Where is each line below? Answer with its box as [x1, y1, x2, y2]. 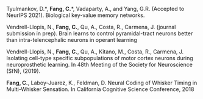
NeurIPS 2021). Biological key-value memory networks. [6, 12, 145, 19]
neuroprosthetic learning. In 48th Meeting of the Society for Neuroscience [6, 61, 193, 68]
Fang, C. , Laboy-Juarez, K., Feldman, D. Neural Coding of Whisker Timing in [6, 79, 198, 86]
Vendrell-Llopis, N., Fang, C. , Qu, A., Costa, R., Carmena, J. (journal [6, 24, 176, 30]
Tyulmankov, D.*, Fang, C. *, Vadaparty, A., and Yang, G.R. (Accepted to [6, 5, 185, 12]
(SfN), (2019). [6, 67, 41, 75]
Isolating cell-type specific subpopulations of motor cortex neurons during [6, 55, 193, 61]
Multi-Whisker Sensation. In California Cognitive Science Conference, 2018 [6, 86, 194, 93]
